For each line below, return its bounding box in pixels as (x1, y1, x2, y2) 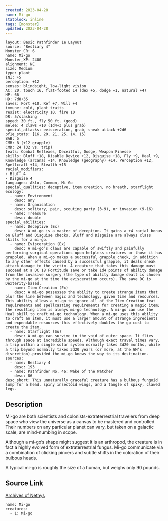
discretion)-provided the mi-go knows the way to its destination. (5, 352, 149, 357)
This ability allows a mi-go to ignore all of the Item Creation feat (5, 299, 156, 304)
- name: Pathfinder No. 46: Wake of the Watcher (10, 369, 113, 374)
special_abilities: (5, 220, 46, 225)
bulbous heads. (5, 455, 38, 461)
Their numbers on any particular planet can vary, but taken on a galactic (5, 424, 154, 430)
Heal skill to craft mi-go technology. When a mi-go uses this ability (5, 312, 158, 317)
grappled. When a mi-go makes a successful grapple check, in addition (5, 255, 158, 260)
